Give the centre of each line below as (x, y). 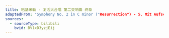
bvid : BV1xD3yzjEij (35, 28)
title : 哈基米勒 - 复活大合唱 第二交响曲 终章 (49, 10)
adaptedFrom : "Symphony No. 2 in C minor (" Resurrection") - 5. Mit (78, 14)
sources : (14, 19)
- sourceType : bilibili (34, 23)
